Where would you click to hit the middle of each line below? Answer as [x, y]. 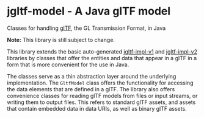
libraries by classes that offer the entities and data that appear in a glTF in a [102, 58]
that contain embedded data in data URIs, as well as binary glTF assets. [97, 108]
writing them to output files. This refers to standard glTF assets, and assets [101, 102]
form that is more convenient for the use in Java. [68, 64]
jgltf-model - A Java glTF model [89, 11]
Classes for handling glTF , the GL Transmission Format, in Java [86, 28]
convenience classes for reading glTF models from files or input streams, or [102, 95]
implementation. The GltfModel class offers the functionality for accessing [100, 83]
